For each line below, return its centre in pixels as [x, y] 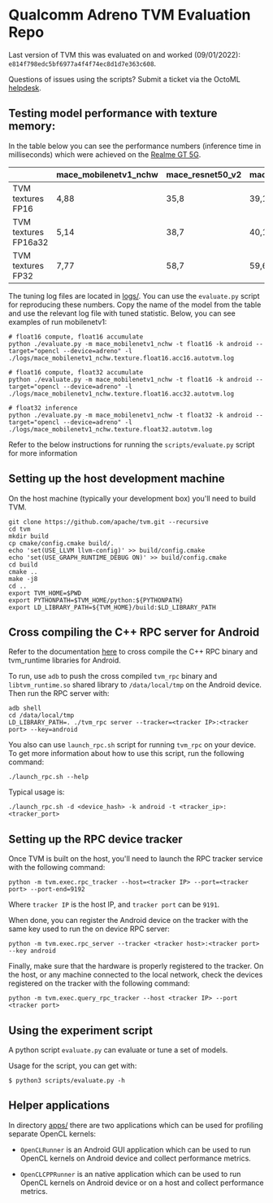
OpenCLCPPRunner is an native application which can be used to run [130, 1174]
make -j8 [23, 579]
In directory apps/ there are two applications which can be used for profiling [136, 1125]
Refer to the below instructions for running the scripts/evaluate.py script [132, 444]
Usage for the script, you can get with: [73, 1065]
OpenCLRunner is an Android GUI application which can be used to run [135, 1149]
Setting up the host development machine [117, 479]
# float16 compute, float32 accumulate [76, 372]
